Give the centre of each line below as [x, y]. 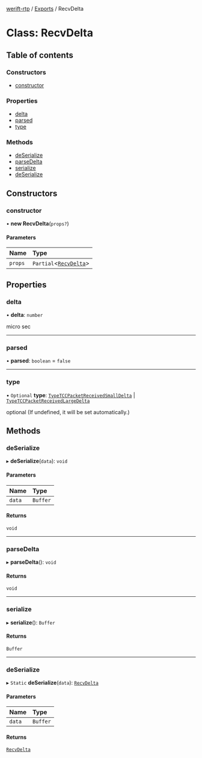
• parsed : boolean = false [38, 361]
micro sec [19, 326]
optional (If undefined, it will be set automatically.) [68, 412]
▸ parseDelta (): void [31, 562]
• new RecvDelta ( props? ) [38, 224]
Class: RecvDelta [50, 33]
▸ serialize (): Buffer [31, 622]
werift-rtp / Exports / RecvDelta [45, 9]
